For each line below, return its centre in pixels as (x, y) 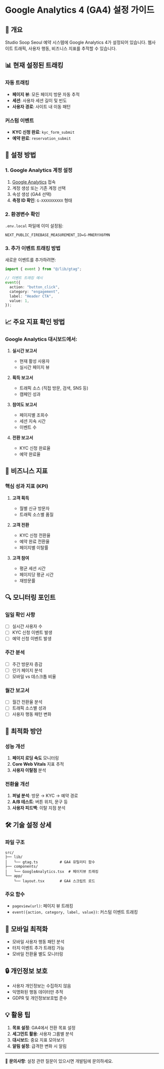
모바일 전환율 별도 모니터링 (38, 954)
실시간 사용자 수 (27, 626)
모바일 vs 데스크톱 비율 (34, 676)
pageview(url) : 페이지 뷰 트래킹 (42, 906)
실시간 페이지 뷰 (34, 367)
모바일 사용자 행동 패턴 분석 (38, 942)
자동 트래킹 (17, 83)
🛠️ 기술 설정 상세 (28, 825)
